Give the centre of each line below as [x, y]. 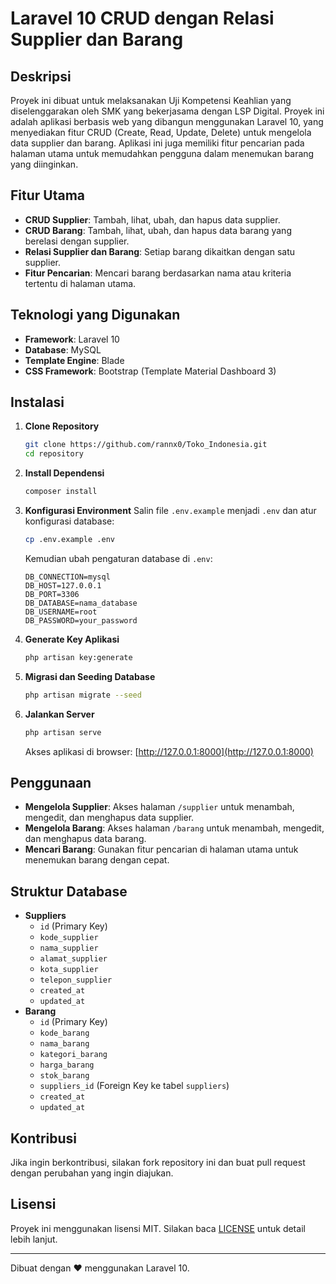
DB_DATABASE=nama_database [81, 603]
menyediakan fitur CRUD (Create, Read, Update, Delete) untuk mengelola [161, 132]
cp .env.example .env [69, 540]
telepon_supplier [76, 980]
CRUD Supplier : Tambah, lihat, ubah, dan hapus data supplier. [152, 219]
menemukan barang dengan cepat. [97, 860]
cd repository [54, 454]
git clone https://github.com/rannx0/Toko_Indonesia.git [146, 445]
